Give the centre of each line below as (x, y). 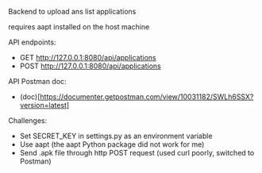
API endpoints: (32, 42)
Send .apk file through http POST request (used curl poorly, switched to (137, 153)
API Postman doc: (37, 81)
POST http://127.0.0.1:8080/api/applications (90, 66)
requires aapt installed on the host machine (79, 27)
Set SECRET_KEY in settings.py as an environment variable (116, 136)
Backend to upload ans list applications (72, 12)
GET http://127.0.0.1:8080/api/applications (88, 58)
